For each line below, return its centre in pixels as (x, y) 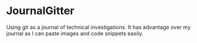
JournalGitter (40, 11)
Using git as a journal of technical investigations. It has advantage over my (98, 27)
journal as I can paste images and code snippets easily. (75, 33)
